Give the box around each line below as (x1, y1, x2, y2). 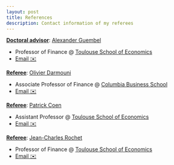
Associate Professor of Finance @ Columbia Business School (14, 81, 168, 88)
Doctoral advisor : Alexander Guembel (6, 37, 101, 44)
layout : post (6, 8, 39, 15)
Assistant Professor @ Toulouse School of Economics (14, 113, 149, 121)
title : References (6, 15, 53, 21)
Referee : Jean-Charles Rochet (6, 134, 83, 141)
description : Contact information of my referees (6, 20, 134, 26)
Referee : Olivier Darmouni (6, 69, 71, 76)
